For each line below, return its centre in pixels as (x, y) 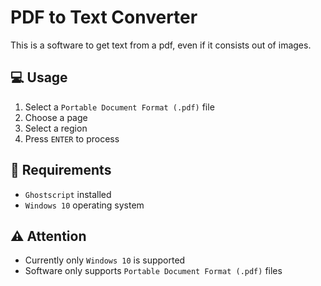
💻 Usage (39, 77)
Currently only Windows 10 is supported (105, 260)
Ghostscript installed (68, 194)
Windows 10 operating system (84, 205)
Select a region (56, 128)
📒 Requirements (61, 170)
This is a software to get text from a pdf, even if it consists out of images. (161, 45)
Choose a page (56, 117)
